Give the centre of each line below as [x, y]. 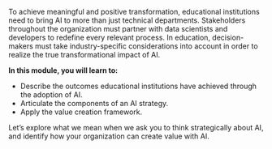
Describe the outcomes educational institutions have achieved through [138, 86]
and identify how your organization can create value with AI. [109, 136]
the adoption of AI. [51, 95]
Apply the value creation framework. [81, 112]
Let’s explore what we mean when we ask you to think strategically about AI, [136, 128]
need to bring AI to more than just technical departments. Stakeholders [127, 20]
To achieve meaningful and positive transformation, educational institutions [134, 12]
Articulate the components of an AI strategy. [94, 103]
